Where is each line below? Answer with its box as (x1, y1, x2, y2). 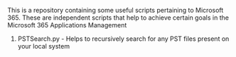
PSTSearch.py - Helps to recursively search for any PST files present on (17, 34, 230, 43)
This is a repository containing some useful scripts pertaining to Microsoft (7, 6, 224, 14)
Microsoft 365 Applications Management (7, 21, 127, 29)
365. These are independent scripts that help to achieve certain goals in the (7, 13, 230, 22)
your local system (17, 42, 70, 50)
